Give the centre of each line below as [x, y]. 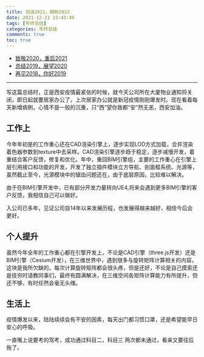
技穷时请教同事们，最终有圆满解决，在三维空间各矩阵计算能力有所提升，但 [104, 275]
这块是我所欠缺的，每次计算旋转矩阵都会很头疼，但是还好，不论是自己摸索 [99, 268]
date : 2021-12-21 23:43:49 [40, 18]
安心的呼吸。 [22, 327]
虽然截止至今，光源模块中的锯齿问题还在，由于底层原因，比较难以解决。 [97, 175]
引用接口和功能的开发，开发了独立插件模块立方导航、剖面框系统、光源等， [104, 167]
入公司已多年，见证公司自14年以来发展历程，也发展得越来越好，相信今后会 [100, 208]
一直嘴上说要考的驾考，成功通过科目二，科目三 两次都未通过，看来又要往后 [100, 340]
